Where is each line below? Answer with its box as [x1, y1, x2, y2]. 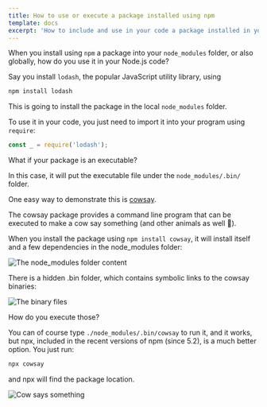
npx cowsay [8, 360, 44, 368]
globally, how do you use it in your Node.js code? [8, 56, 169, 66]
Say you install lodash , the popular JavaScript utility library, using [8, 72, 222, 82]
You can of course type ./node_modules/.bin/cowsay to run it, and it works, [8, 328, 253, 338]
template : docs [8, 19, 59, 27]
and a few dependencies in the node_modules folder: [8, 242, 183, 252]
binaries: [8, 281, 37, 291]
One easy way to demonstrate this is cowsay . [8, 195, 157, 204]
